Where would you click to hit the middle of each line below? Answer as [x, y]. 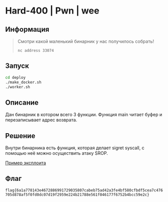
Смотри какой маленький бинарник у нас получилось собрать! [86, 41]
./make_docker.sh [23, 82]
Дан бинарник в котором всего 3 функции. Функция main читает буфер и [84, 115]
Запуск [17, 66]
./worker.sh [18, 87]
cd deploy [16, 77]
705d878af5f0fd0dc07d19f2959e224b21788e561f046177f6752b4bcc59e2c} [77, 194]
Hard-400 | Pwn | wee [52, 11]
